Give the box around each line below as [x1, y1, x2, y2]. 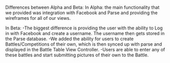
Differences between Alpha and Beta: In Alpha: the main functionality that [5, 5, 160, 10]
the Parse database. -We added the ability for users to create [5, 36, 134, 42]
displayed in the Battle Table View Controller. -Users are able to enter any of [5, 47, 165, 52]
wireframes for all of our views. [5, 15, 71, 21]
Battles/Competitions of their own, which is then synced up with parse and [5, 41, 162, 47]
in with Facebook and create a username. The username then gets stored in [5, 30, 165, 36]
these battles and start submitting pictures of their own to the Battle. [5, 52, 149, 58]
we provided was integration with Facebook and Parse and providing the [5, 10, 158, 16]
